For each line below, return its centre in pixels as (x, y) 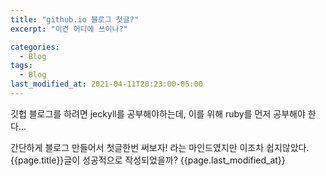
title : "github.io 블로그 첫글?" (75, 19)
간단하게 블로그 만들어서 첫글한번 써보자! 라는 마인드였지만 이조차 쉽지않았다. (160, 147)
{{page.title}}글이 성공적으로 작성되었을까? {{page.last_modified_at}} (148, 160)
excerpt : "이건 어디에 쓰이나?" (69, 29)
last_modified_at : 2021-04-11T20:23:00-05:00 (106, 84)
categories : (35, 47)
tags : (21, 66)
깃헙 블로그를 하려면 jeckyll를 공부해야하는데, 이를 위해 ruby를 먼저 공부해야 (158, 113)
